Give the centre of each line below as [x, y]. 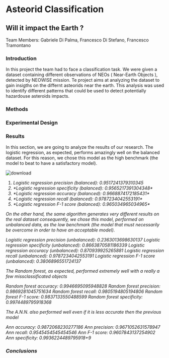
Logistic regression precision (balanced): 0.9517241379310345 [78, 183]
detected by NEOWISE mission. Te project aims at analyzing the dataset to [83, 80]
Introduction [21, 58]
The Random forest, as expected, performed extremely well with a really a [83, 271]
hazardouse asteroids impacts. [38, 96]
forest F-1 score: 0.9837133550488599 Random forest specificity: [74, 297]
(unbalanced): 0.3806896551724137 [44, 261]
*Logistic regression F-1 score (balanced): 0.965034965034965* [81, 204]
